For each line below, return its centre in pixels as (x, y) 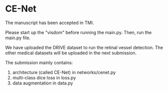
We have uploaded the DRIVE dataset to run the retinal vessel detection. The (84, 47)
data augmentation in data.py (43, 83)
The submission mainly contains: (39, 62)
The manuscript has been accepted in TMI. (50, 23)
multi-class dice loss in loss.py (44, 77)
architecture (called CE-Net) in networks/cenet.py (64, 72)
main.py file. (18, 38)
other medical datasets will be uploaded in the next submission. (71, 53)
